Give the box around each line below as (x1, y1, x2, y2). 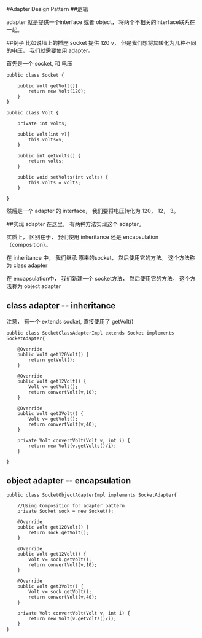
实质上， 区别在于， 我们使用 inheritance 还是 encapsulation (6, 233, 159, 241)
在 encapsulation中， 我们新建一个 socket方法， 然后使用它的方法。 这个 (6, 275, 190, 282)
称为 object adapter (11, 282, 61, 290)
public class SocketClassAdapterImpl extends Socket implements (6, 330, 174, 336)
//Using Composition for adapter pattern (17, 502, 125, 508)
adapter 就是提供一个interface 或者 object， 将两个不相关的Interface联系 (6, 18, 190, 26)
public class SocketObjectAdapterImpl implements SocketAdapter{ (6, 492, 177, 498)
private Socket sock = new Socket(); (17, 508, 114, 514)
